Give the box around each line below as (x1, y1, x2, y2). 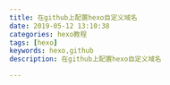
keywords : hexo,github (9, 47, 94, 55)
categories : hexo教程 (9, 30, 88, 38)
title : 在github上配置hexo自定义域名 (9, 13, 138, 22)
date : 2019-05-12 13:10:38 (9, 21, 110, 30)
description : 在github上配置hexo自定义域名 (9, 55, 162, 64)
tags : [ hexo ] (9, 38, 58, 47)
